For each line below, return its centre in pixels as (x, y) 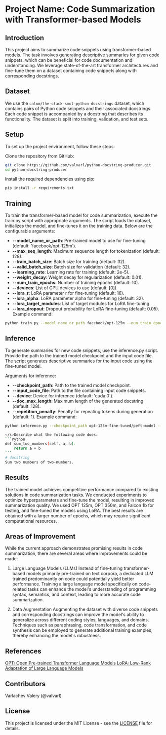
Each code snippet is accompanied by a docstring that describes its (74, 114)
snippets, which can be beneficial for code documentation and (69, 60)
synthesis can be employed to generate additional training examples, (82, 630)
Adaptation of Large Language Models (44, 668)
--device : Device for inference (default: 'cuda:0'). (63, 395)
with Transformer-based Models (73, 19)
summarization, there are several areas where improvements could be (76, 553)
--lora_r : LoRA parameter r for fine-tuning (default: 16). (68, 293)
